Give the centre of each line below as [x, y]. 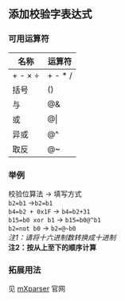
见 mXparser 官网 [37, 289]
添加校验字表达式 [50, 14]
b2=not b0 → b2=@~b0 [42, 228]
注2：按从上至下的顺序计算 [53, 247]
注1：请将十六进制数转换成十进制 [62, 237]
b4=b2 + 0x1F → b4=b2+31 [49, 211]
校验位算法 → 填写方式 [45, 194]
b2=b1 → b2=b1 [31, 203]
